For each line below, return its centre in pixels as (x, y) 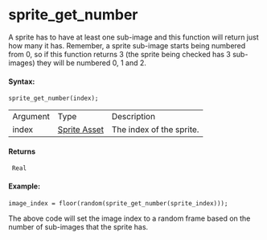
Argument (31, 117)
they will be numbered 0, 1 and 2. (92, 63)
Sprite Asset (81, 130)
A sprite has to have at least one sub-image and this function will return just (133, 37)
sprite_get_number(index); (53, 98)
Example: (25, 186)
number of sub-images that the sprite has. (78, 226)
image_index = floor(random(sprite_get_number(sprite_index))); (118, 203)
